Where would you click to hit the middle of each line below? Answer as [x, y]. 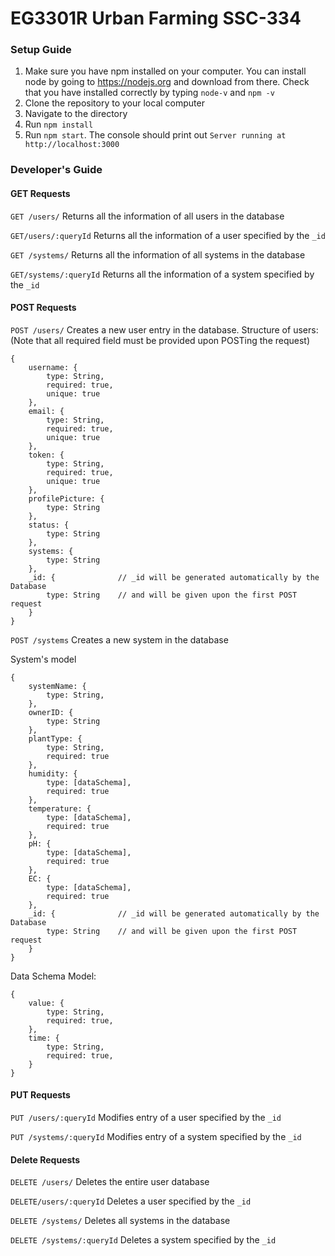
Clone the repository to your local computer [114, 103]
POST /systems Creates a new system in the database [119, 639]
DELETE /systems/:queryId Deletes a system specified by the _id [143, 1240]
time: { [44, 1038]
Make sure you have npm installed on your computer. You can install [165, 71]
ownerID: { [51, 712]
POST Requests [43, 308]
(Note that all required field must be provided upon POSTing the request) [160, 340]
